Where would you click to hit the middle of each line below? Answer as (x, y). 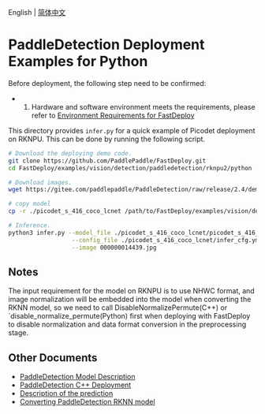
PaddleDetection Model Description (77, 377)
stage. (19, 333)
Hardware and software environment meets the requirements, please (143, 106)
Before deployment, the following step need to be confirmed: (107, 83)
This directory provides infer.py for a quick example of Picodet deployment (132, 130)
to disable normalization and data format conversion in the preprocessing (127, 324)
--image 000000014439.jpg (114, 248)
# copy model (30, 204)
